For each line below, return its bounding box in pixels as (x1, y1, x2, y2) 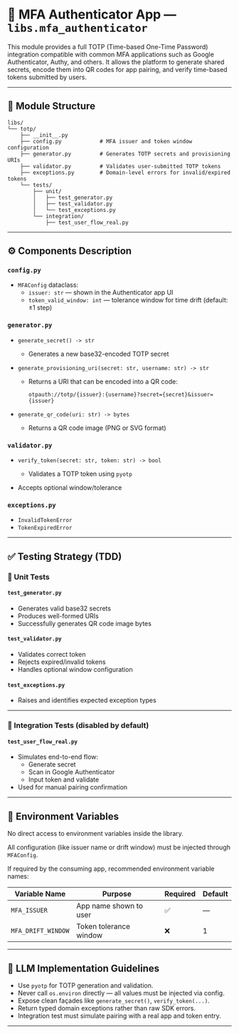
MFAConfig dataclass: (17, 281, 79, 290)
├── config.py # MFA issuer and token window (20, 138, 193, 145)
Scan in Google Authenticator (28, 768, 115, 777)
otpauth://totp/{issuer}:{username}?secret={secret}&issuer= (28, 391, 213, 398)
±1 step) (28, 303, 53, 312)
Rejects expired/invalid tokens (17, 657, 106, 666)
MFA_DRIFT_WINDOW (11, 927, 70, 935)
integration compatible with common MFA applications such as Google (7, 50, 215, 58)
